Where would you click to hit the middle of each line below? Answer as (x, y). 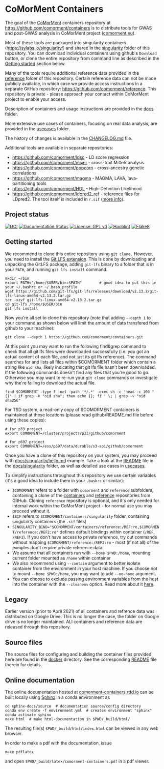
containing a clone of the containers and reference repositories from (81, 495)
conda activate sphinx (28, 715)
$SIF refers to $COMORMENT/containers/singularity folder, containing (81, 516)
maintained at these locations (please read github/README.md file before (79, 414)
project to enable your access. (36, 99)
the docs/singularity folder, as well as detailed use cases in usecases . (75, 466)
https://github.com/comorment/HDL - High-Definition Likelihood (77, 188)
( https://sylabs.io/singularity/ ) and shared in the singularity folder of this (78, 48)
